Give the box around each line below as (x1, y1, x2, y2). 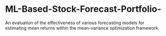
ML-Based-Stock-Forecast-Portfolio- (5, 3, 162, 15)
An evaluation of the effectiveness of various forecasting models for (5, 20, 145, 26)
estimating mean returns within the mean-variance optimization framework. (5, 25, 160, 31)
